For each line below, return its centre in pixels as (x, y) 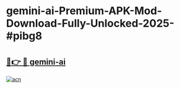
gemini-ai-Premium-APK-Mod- (84, 11)
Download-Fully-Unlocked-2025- (90, 23)
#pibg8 (24, 36)
